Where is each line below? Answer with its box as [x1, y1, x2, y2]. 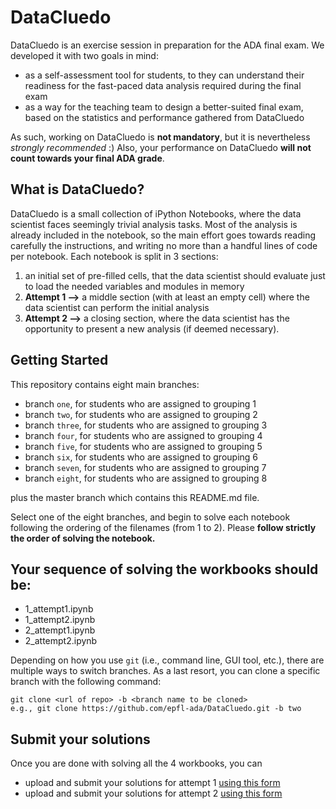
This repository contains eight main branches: [10, 378, 200, 390]
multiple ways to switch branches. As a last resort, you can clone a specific [10, 665, 321, 677]
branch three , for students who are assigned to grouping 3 [24, 419, 268, 431]
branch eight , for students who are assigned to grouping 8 [24, 472, 268, 484]
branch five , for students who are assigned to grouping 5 [24, 440, 263, 452]
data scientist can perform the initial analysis [24, 301, 210, 313]
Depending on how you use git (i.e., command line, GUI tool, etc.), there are [10, 654, 325, 666]
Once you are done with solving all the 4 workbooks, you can [10, 757, 263, 770]
